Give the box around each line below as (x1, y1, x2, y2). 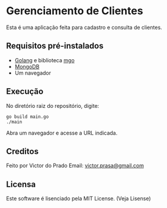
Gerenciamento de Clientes (6, 4, 143, 18)
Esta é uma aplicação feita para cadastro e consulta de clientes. (6, 24, 162, 31)
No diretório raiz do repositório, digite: (6, 102, 99, 109)
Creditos (6, 146, 39, 156)
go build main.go (6, 114, 49, 120)
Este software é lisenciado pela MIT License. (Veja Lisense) (6, 195, 151, 202)
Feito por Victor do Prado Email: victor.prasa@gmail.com (6, 162, 144, 169)
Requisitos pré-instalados (6, 41, 104, 51)
